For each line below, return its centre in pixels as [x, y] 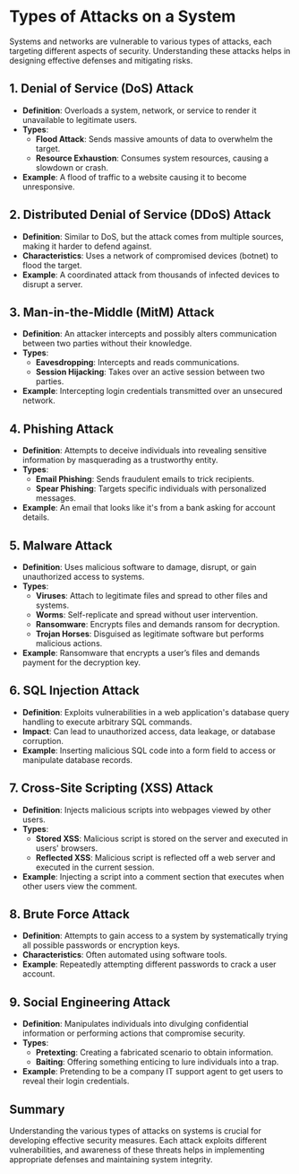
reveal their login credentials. [76, 1081]
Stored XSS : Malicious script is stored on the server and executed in [162, 838]
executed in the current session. [95, 867]
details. [36, 517]
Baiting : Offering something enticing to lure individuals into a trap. [157, 1062]
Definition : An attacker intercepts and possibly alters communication [149, 334]
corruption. [43, 740]
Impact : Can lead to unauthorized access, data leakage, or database [149, 731]
